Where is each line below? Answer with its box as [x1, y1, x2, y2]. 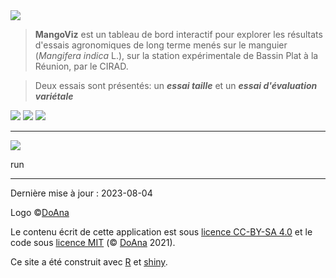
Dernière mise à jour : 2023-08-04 [10, 187, 153, 199]
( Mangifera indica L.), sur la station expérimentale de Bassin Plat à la [34, 50, 319, 61]
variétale [34, 90, 74, 102]
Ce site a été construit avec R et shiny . [10, 256, 168, 268]
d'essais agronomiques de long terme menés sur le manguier [34, 39, 288, 51]
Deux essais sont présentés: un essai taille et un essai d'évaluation [34, 80, 318, 91]
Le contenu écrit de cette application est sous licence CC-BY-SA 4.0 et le [10, 226, 313, 238]
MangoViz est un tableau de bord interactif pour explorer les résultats [34, 29, 323, 40]
